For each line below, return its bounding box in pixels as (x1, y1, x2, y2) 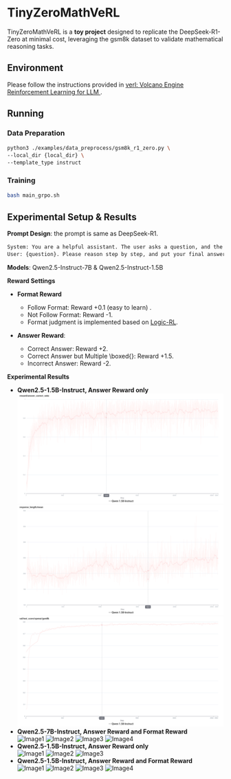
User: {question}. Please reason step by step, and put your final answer (7, 250, 226, 257)
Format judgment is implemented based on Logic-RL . (27, 318, 179, 326)
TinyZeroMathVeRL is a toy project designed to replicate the (7, 28, 179, 36)
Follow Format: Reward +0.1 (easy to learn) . (27, 303, 152, 311)
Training (7, 175, 36, 185)
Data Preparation (7, 129, 65, 138)
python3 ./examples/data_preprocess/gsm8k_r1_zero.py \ (7, 145, 170, 152)
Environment (7, 62, 64, 74)
